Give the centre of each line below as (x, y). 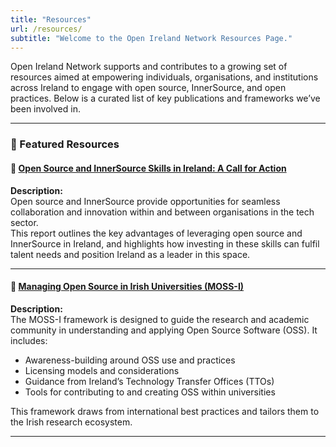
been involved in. (45, 109)
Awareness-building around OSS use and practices (130, 360)
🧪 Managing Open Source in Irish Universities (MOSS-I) (127, 287)
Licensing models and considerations (102, 370)
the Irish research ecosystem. (71, 422)
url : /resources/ (46, 29)
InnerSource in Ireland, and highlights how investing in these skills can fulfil (165, 243)
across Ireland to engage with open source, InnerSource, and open (148, 88)
